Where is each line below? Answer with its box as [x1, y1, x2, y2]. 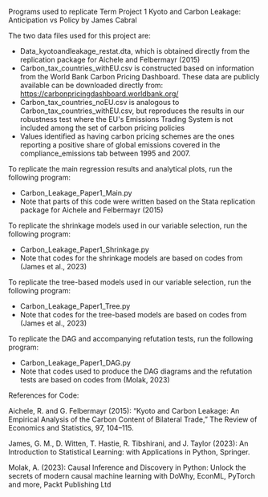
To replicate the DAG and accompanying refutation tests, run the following [8, 334, 254, 343]
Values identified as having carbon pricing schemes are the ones [19, 131, 235, 141]
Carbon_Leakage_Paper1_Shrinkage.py [19, 244, 150, 254]
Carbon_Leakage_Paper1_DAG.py [19, 358, 131, 367]
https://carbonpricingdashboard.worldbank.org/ [19, 89, 179, 99]
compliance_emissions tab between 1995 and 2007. [19, 148, 191, 158]
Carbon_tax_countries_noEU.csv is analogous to [19, 98, 180, 107]
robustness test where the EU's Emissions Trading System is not [19, 115, 233, 123]
